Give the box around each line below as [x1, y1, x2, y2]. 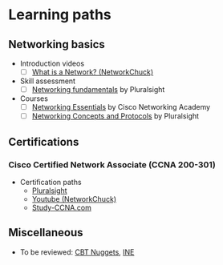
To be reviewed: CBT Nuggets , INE [19, 247, 135, 257]
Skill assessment [19, 76, 76, 86]
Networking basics [8, 38, 106, 51]
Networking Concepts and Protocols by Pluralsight [31, 111, 199, 121]
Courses [19, 94, 48, 103]
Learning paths [8, 6, 112, 24]
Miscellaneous [8, 226, 83, 239]
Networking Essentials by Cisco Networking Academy [31, 102, 211, 112]
